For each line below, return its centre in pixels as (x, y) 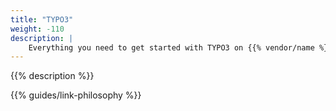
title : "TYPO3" (42, 19)
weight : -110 (37, 29)
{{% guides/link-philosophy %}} (76, 95)
